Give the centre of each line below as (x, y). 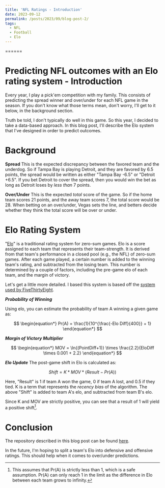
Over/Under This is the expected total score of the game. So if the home (79, 194)
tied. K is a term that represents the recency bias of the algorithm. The (76, 387)
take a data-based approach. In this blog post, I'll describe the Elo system (80, 125)
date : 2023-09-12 (23, 14)
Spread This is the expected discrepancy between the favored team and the (82, 164)
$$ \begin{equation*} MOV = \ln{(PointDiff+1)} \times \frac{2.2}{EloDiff (82, 347)
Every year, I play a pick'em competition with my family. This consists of (78, 95)
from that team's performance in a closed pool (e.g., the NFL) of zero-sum (80, 254)
